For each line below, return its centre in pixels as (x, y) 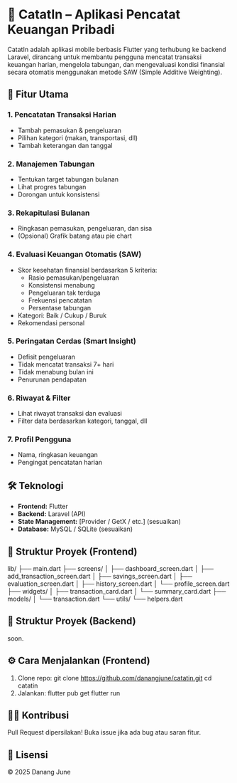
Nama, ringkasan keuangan (57, 455)
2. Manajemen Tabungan (51, 164)
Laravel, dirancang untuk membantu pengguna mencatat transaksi (105, 57)
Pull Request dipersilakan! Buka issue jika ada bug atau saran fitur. (104, 732)
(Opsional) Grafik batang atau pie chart (75, 236)
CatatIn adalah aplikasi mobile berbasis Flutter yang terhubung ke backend (117, 49)
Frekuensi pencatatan (60, 300)
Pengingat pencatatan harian (60, 463)
